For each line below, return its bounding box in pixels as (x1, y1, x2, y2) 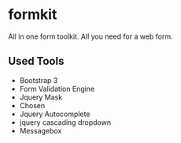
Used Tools (8, 55, 65, 68)
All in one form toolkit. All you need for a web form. (8, 32, 173, 41)
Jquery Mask (19, 92, 63, 102)
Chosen (19, 100, 46, 110)
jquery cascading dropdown (19, 117, 112, 127)
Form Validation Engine (19, 84, 95, 93)
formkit (8, 6, 57, 24)
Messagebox (19, 126, 62, 135)
